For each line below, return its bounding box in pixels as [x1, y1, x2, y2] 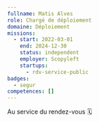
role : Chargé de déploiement [7, 17, 92, 24]
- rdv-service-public [25, 68, 89, 75]
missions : [7, 29, 36, 37]
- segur [13, 82, 36, 89]
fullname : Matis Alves [7, 10, 73, 17]
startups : [20, 62, 49, 69]
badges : [7, 75, 30, 82]
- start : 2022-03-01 [13, 36, 73, 43]
